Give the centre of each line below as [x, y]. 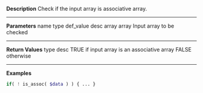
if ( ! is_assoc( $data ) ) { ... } [51, 84]
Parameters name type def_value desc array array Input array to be [90, 26]
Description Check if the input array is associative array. [77, 9]
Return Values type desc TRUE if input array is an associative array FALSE [99, 49]
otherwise [19, 56]
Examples [19, 73]
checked [17, 32]
